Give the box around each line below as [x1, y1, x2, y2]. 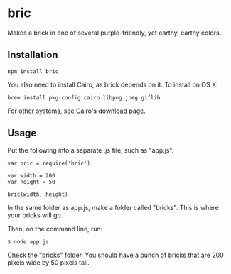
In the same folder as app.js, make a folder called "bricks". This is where [7, 203, 219, 212]
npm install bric [7, 67, 59, 75]
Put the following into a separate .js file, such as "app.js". [7, 146, 174, 154]
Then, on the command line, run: [7, 224, 103, 233]
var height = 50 [7, 178, 55, 185]
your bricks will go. [7, 211, 63, 219]
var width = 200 [7, 172, 55, 179]
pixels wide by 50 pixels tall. [7, 258, 90, 267]
